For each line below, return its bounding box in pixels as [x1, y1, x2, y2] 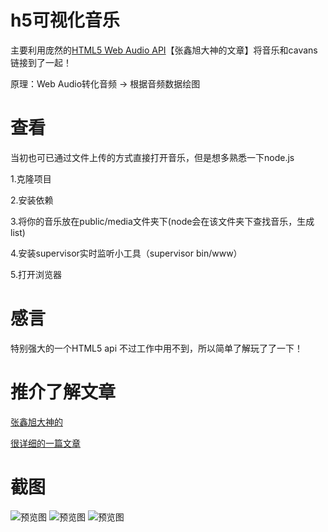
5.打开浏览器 [10, 268, 62, 280]
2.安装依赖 [10, 194, 54, 206]
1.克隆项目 [10, 172, 52, 185]
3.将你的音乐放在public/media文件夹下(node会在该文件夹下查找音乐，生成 [10, 215, 315, 227]
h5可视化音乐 [10, 9, 120, 32]
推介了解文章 [10, 381, 117, 403]
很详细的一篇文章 [10, 437, 81, 449]
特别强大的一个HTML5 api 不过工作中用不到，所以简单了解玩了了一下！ [10, 342, 304, 354]
